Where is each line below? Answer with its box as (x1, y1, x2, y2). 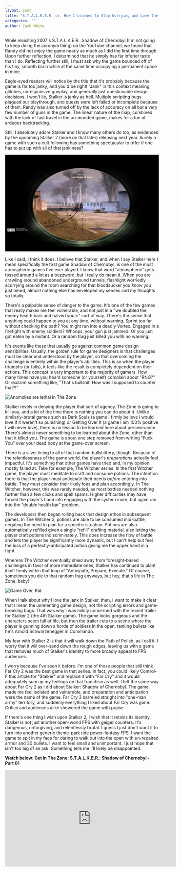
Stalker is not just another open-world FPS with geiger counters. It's (5, 719, 141, 725)
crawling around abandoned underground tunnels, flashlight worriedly (5, 277, 146, 283)
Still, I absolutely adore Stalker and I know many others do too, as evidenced (5, 129, 159, 135)
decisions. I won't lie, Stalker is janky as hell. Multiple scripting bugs (5, 94, 141, 100)
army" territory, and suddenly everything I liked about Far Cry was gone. (5, 699, 151, 706)
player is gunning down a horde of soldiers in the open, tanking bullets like (5, 623, 155, 629)
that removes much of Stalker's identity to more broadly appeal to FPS (5, 648, 146, 654)
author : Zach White (5, 24, 45, 28)
